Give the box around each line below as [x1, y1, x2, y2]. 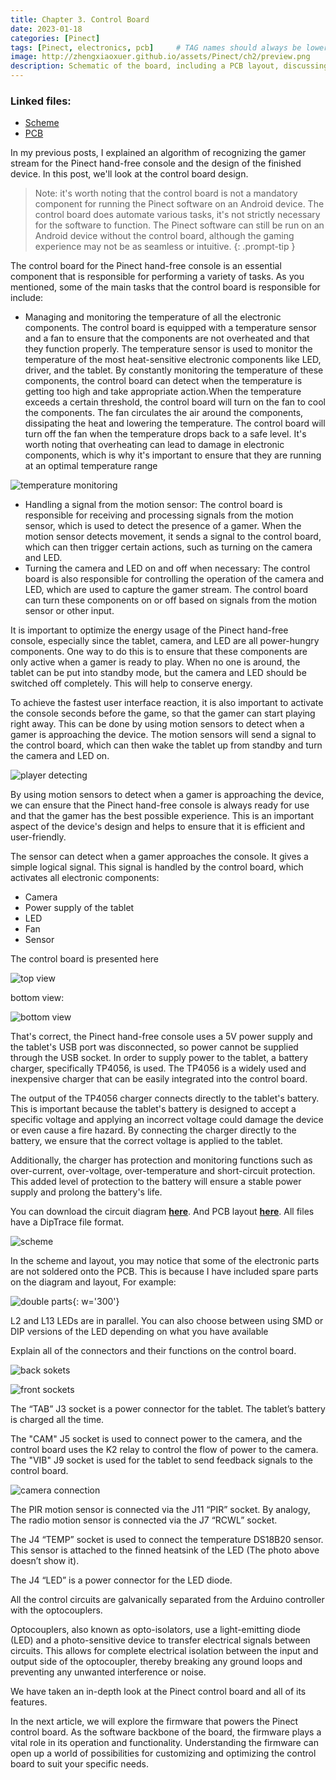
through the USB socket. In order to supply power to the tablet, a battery [10, 1052, 309, 1064]
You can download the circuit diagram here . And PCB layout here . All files [10, 1206, 315, 1218]
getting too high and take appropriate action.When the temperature [24, 386, 302, 398]
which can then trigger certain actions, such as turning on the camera [24, 541, 313, 553]
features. [10, 1696, 48, 1708]
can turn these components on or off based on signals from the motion [24, 594, 318, 606]
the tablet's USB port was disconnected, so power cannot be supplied [10, 1041, 299, 1053]
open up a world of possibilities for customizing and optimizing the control [10, 1747, 317, 1760]
